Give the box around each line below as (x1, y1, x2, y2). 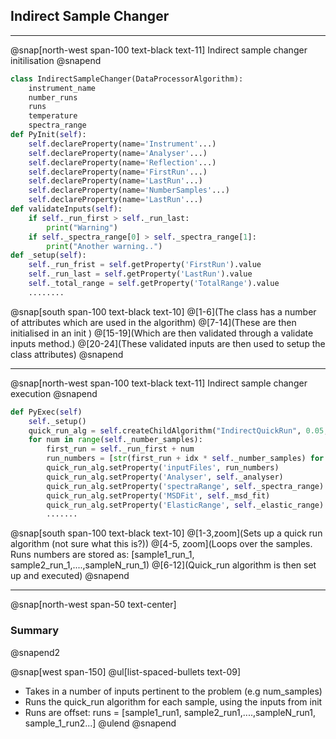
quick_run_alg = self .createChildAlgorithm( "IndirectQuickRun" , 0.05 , (28, 425, 329, 436)
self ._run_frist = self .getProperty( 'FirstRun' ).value (28, 260, 262, 270)
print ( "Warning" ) (46, 222, 118, 233)
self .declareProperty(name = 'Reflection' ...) (28, 157, 217, 168)
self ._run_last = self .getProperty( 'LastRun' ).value (28, 269, 253, 279)
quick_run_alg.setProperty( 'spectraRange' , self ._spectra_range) (46, 481, 325, 491)
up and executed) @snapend (10, 570, 130, 582)
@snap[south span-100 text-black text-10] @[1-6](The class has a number (10, 305, 317, 318)
